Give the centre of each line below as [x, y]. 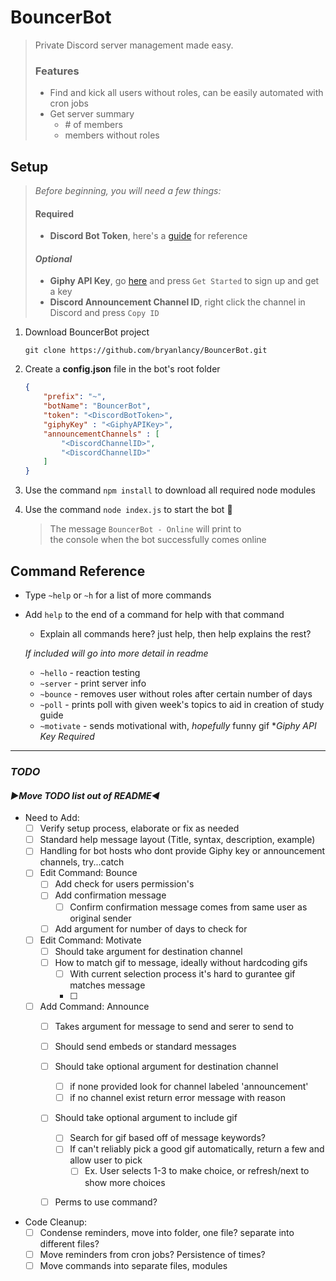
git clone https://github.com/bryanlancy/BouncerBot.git [146, 351]
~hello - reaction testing [90, 673]
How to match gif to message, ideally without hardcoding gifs [181, 962]
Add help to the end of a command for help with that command [154, 615]
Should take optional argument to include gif [146, 1118]
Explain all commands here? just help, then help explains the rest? [175, 634]
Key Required [67, 737]
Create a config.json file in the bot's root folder [122, 369]
